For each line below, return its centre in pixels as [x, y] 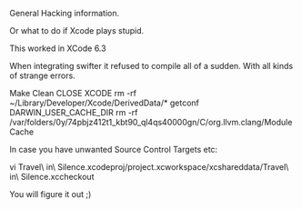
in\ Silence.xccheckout [52, 177]
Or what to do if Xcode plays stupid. [77, 30]
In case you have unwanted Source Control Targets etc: [114, 149]
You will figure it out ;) [50, 194]
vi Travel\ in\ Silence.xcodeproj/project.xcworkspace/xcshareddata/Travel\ [149, 167]
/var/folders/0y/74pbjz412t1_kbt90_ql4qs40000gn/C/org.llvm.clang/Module [151, 122]
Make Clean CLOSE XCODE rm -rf [73, 93]
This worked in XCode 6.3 [58, 48]
